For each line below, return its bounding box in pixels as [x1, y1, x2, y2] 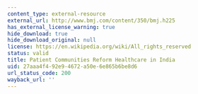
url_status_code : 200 [7, 69, 71, 76]
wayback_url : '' [7, 76, 55, 83]
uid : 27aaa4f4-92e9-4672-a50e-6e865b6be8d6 [7, 63, 138, 70]
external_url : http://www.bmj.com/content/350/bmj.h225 [7, 17, 175, 24]
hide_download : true [7, 30, 69, 37]
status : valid [7, 50, 49, 57]
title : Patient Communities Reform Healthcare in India [7, 57, 175, 64]
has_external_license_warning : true [7, 23, 115, 30]
